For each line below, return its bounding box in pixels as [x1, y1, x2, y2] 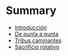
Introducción [14, 24, 47, 31]
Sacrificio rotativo [14, 43, 59, 51]
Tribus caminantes [14, 37, 62, 44]
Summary [6, 4, 56, 18]
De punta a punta [14, 30, 59, 37]
